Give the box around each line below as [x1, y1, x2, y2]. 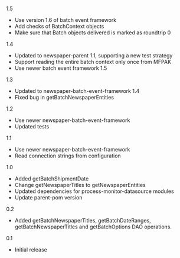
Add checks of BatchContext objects [14, 23, 104, 30]
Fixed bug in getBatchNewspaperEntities [14, 94, 114, 101]
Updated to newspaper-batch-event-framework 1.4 [14, 88, 140, 94]
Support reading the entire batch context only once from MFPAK [14, 59, 172, 65]
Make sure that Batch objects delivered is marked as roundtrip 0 [14, 29, 171, 36]
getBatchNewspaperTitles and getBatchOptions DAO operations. [14, 223, 172, 230]
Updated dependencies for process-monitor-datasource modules [14, 188, 174, 195]
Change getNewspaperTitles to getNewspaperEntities [14, 182, 146, 188]
